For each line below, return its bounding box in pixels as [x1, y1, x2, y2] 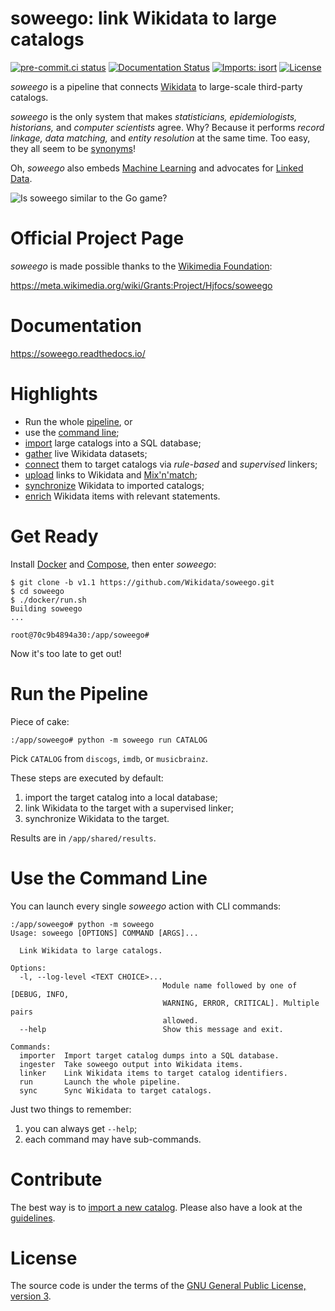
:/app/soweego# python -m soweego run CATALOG [10, 735, 208, 745]
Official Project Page [10, 227, 185, 250]
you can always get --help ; [24, 1122, 138, 1134]
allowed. [162, 1015, 199, 1026]
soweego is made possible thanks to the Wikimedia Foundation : [10, 260, 273, 272]
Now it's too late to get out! [10, 647, 122, 659]
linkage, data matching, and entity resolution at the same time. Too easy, [10, 132, 311, 144]
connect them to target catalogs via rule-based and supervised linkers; [24, 458, 318, 470]
